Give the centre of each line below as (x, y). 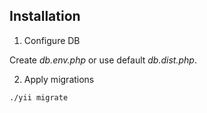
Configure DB (52, 40)
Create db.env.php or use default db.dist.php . (103, 60)
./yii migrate (39, 97)
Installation (45, 16)
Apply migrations (59, 79)
